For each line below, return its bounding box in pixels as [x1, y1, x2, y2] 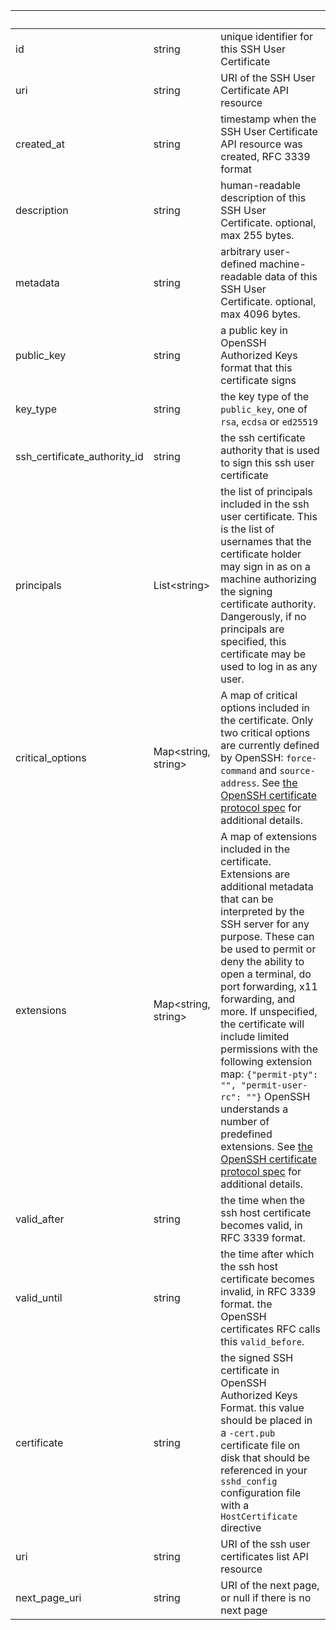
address [220, 778, 257, 789]
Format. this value [220, 1401, 305, 1414]
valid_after [15, 1212, 65, 1226]
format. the [220, 1297, 273, 1311]
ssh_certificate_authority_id [15, 450, 144, 463]
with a [220, 1499, 250, 1512]
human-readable [220, 179, 302, 192]
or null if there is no [220, 1591, 312, 1604]
